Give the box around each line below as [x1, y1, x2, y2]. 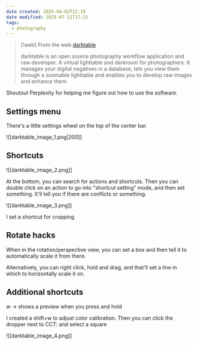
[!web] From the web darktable [20, 41, 96, 48]
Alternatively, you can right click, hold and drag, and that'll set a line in [6, 263, 177, 271]
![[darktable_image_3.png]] [6, 201, 72, 209]
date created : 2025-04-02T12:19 [6, 8, 86, 15]
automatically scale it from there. [6, 252, 86, 259]
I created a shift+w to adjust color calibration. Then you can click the [6, 314, 173, 321]
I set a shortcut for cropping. [6, 213, 76, 220]
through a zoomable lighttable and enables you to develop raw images [20, 71, 192, 79]
